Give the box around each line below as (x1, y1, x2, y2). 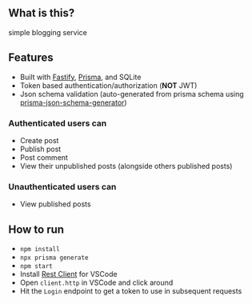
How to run (8, 222, 65, 236)
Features (8, 51, 54, 65)
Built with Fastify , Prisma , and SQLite (19, 72, 142, 82)
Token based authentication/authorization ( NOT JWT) (19, 80, 198, 90)
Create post (19, 135, 59, 145)
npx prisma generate (19, 254, 89, 262)
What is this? (8, 6, 75, 20)
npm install (19, 246, 60, 254)
